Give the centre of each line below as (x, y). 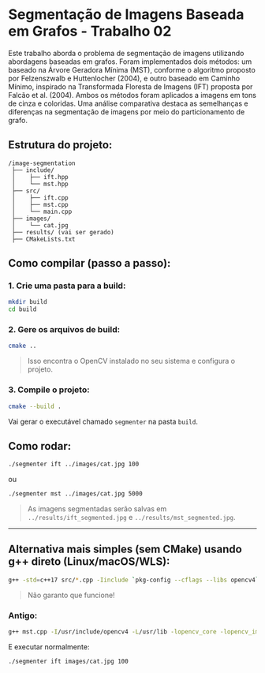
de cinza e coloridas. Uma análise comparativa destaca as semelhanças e (128, 103)
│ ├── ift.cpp (40, 198)
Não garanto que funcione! (71, 595)
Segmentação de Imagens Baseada (126, 15)
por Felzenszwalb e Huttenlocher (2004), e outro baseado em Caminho (124, 78)
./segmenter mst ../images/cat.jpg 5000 (76, 494)
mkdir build (28, 302)
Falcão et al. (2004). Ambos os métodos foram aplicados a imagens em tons (132, 95)
